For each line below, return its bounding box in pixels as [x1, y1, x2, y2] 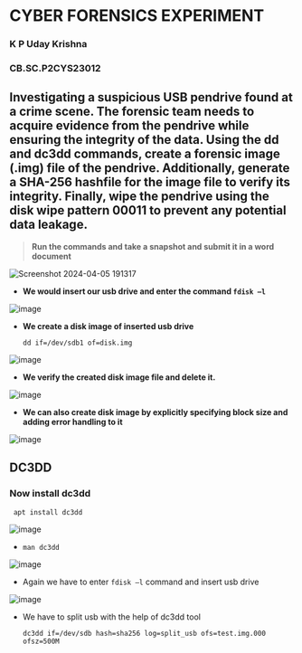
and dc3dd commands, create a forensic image [9, 147, 280, 162]
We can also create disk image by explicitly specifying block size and [22, 406, 288, 417]
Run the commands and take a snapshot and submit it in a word [31, 241, 275, 251]
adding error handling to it [22, 416, 124, 427]
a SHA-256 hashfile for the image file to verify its [9, 175, 291, 190]
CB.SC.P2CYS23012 [9, 62, 101, 75]
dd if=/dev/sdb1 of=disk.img [22, 338, 133, 347]
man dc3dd [22, 543, 61, 552]
